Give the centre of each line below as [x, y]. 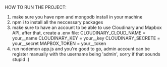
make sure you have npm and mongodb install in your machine [77, 17]
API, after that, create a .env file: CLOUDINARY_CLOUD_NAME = [79, 33]
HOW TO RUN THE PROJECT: [36, 7]
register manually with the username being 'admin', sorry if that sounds [86, 54]
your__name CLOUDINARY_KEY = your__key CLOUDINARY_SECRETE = [86, 38]
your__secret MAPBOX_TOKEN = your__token [59, 43]
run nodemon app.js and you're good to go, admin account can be [81, 49]
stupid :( [21, 59]
